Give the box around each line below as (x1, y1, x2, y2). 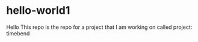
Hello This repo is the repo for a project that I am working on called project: (6, 23, 193, 31)
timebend (6, 29, 30, 37)
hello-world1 (6, 4, 70, 17)
